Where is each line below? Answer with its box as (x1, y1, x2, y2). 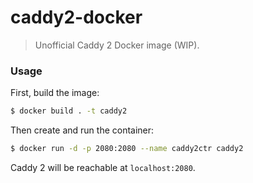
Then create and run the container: (10, 124, 155, 136)
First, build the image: (10, 87, 100, 99)
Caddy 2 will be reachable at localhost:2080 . (10, 161, 196, 173)
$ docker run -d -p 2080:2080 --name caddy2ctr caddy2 (10, 144, 244, 154)
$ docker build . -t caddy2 (10, 106, 128, 116)
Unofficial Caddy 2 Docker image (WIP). (34, 39, 200, 51)
